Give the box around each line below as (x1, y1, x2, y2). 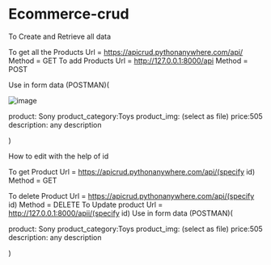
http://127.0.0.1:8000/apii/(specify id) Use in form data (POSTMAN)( (8, 208, 233, 218)
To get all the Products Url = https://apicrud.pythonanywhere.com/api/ (8, 47, 243, 57)
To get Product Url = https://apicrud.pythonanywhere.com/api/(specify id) (8, 166, 256, 176)
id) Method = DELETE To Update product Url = (8, 200, 163, 209)
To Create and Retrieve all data (8, 32, 112, 41)
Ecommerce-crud (8, 5, 129, 23)
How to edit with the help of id (8, 151, 109, 161)
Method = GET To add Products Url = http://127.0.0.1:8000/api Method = (8, 56, 248, 65)
